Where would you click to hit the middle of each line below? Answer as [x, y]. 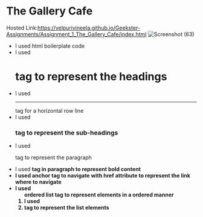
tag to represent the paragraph [53, 157]
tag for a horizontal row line [49, 110]
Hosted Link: [22, 28]
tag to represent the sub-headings [66, 133]
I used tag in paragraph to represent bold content [78, 169]
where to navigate [38, 182]
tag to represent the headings [91, 77]
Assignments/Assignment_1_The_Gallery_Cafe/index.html [76, 34]
